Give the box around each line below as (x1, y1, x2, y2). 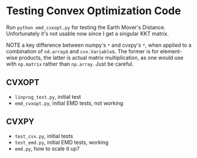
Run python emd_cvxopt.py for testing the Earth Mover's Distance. (6, 24, 166, 31)
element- (160, 47, 182, 54)
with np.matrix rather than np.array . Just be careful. (6, 60, 134, 67)
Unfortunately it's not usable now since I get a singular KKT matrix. (6, 30, 169, 37)
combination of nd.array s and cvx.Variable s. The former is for (6, 47, 159, 54)
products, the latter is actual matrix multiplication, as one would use (18, 54, 183, 61)
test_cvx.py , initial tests (14, 132, 73, 140)
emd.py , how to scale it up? (14, 145, 80, 152)
